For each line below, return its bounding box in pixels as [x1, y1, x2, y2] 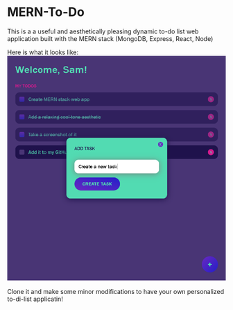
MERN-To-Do [7, 4, 85, 20]
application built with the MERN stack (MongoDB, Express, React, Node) [7, 34, 214, 42]
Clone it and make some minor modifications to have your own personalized [7, 288, 225, 296]
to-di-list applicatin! [7, 295, 64, 303]
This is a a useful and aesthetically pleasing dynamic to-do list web [7, 27, 199, 35]
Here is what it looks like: [7, 48, 78, 56]
